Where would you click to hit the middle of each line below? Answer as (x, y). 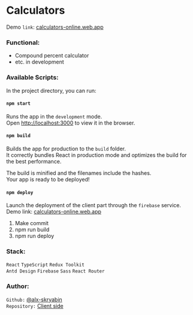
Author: (18, 286)
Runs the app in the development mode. (54, 116)
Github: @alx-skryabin (34, 299)
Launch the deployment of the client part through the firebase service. (94, 205)
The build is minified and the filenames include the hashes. (79, 173)
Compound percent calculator (52, 56)
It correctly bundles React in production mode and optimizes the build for (96, 155)
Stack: (16, 252)
